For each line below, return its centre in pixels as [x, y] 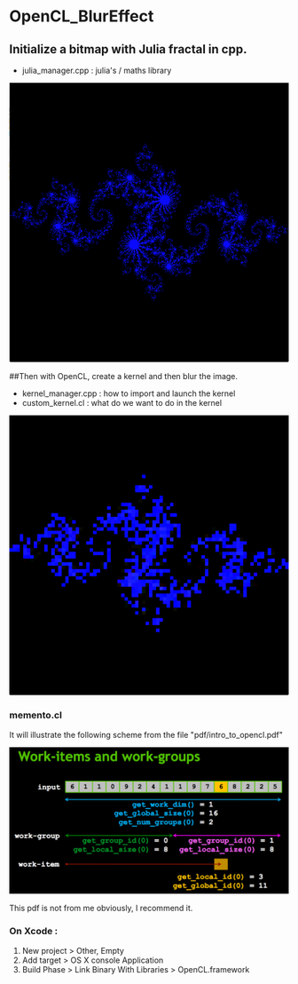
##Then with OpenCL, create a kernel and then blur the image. [123, 377]
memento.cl [35, 715]
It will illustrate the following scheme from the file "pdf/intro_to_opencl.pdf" [146, 734]
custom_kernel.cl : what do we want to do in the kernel [122, 403]
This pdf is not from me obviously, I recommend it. [101, 909]
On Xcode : [34, 932]
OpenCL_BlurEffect [82, 16]
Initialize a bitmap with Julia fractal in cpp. [128, 49]
